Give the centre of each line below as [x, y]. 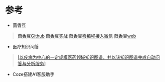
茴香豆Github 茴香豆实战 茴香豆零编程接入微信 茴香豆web [77, 36]
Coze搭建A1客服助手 [33, 74]
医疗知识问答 [26, 46]
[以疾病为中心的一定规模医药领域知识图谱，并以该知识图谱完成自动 [86, 57]
